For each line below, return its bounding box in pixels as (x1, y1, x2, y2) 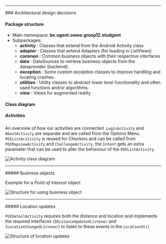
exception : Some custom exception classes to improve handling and (19, 69, 161, 75)
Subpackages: (12, 38, 42, 44)
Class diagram (5, 101, 36, 107)
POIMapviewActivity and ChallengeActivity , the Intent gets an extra (5, 141, 144, 146)
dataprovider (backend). (19, 64, 69, 70)
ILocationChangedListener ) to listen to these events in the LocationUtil (5, 223, 150, 229)
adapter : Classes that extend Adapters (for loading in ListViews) (19, 48, 152, 54)
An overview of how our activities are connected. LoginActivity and (5, 125, 144, 131)
